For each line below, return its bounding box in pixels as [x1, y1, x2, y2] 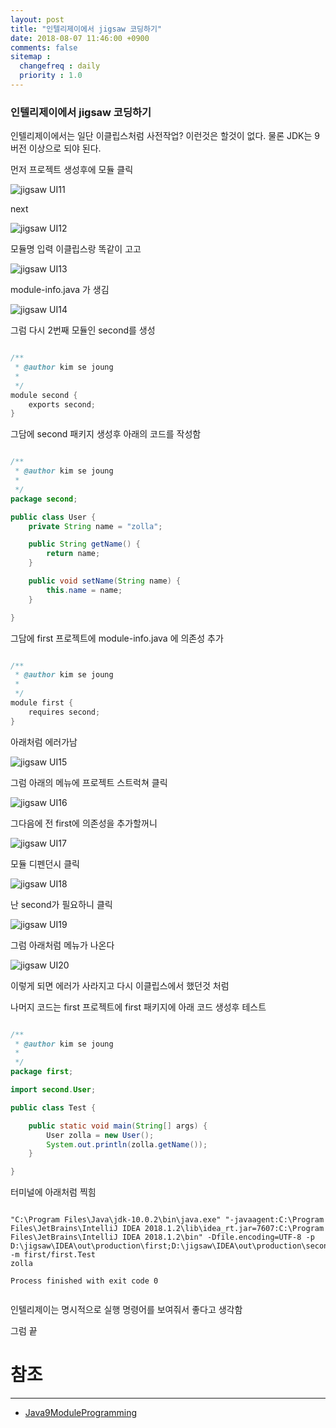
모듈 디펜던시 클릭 [10, 857, 80, 870]
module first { [10, 698, 74, 708]
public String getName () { [28, 539, 141, 550]
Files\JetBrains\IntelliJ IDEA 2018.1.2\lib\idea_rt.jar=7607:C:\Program [10, 1224, 325, 1234]
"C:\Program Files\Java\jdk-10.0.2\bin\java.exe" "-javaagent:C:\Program [10, 1215, 325, 1225]
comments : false [10, 42, 78, 53]
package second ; [10, 494, 78, 504]
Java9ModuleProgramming [24, 1407, 138, 1419]
